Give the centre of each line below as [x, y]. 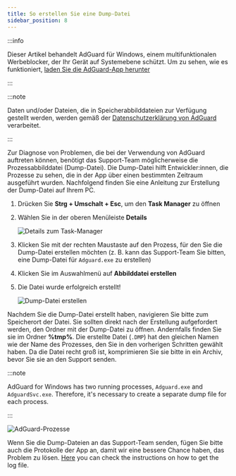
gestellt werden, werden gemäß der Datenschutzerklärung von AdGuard [112, 118]
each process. [28, 401]
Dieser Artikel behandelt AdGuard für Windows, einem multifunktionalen [112, 54]
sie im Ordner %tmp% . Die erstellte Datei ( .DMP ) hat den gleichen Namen [113, 336]
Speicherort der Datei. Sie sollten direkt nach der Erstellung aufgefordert [112, 322]
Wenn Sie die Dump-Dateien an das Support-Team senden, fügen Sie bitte [115, 442]
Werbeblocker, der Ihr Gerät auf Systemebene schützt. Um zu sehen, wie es [118, 61]
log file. [18, 465]
